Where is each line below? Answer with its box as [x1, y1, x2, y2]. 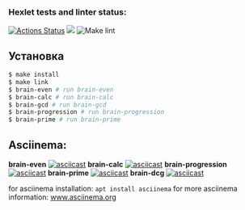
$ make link [8, 78, 49, 86]
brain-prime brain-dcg [47, 168, 165, 178]
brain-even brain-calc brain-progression [8, 160, 228, 170]
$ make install [8, 71, 60, 79]
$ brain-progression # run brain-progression [8, 108, 164, 116]
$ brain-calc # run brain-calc [8, 93, 114, 101]
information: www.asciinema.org [8, 192, 117, 202]
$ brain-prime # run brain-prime [8, 115, 121, 124]
